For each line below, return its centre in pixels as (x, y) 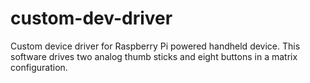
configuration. (39, 67)
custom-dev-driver (91, 18)
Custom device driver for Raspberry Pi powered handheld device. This (155, 46)
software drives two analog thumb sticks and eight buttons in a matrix (154, 56)
